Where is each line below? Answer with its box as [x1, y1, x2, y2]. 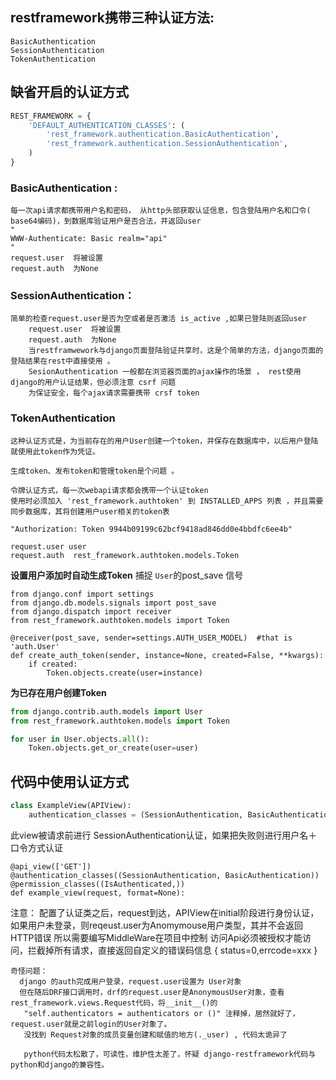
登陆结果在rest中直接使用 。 [10, 356, 115, 367]
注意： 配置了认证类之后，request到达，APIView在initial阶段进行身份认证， [10, 906, 320, 918]
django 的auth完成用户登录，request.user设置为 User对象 [19, 976, 242, 987]
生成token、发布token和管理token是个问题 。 [10, 466, 180, 476]
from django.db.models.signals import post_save [10, 598, 217, 608]
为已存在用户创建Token [10, 686, 107, 698]
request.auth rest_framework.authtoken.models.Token [10, 550, 240, 560]
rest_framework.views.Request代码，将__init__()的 [10, 998, 218, 1008]
